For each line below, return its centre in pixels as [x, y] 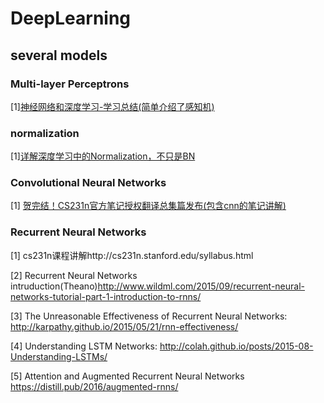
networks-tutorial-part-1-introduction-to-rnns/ [106, 296]
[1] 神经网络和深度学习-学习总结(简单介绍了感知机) [112, 106]
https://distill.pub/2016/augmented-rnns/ [94, 386]
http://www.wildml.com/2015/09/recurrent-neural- [201, 286]
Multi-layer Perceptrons [70, 84]
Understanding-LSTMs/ [59, 356]
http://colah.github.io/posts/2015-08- [236, 346]
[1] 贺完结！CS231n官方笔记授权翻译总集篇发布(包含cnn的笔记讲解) [148, 206]
